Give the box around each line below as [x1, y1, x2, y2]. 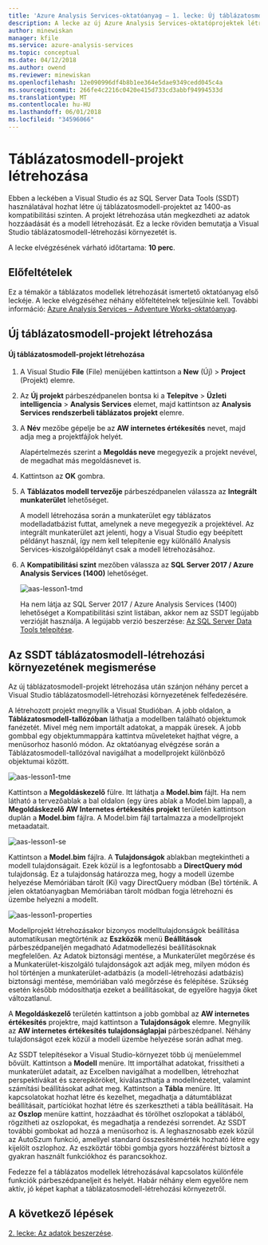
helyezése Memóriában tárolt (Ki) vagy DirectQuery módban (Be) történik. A [8, 878, 258, 887]
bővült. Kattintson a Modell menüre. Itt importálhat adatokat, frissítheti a [8, 1058, 245, 1068]
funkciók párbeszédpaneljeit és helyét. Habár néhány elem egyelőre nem [8, 1176, 249, 1185]
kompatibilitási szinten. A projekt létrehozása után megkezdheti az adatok [8, 210, 250, 219]
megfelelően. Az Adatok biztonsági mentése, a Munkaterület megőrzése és [8, 951, 255, 961]
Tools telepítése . [19, 625, 74, 634]
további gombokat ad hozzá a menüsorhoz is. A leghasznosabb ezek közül [8, 1126, 254, 1136]
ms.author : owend [8, 64, 66, 72]
